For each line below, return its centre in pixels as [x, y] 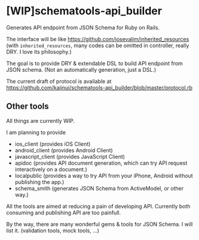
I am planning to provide [36, 132]
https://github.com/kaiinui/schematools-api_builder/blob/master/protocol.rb [99, 87]
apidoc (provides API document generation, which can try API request [101, 163]
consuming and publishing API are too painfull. [64, 213]
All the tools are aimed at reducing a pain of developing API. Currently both [98, 206]
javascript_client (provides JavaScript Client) [70, 156]
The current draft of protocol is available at [59, 81]
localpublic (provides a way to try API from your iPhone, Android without [104, 176]
